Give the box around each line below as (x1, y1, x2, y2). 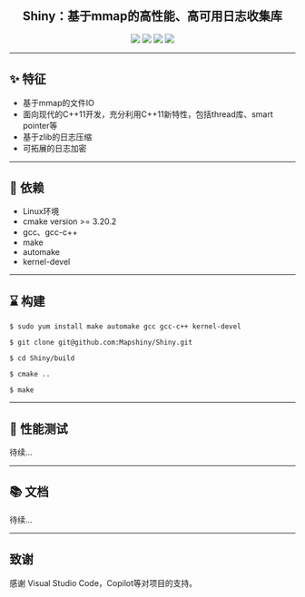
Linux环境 (22, 206, 60, 217)
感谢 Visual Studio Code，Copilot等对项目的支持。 (9, 577, 198, 588)
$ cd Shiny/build (9, 354, 75, 363)
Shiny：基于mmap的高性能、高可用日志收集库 (22, 8, 283, 24)
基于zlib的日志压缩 (22, 131, 93, 142)
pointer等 (22, 120, 58, 131)
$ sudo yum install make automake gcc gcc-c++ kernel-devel (9, 322, 242, 331)
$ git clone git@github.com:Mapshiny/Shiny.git (9, 338, 193, 347)
